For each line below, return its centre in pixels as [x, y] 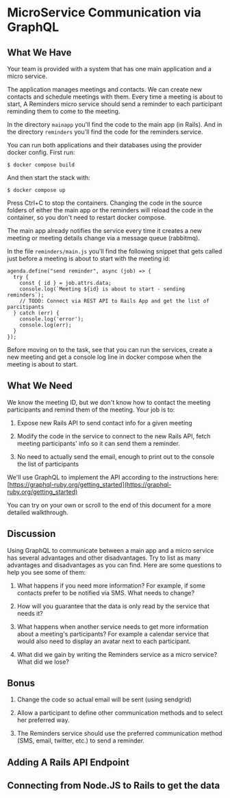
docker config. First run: [41, 152]
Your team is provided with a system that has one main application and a [110, 69]
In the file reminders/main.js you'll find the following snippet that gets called [115, 251]
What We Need [40, 386]
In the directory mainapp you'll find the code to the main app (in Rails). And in [115, 124]
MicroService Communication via [104, 13]
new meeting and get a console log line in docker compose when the [104, 357]
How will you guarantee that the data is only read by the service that [113, 606]
